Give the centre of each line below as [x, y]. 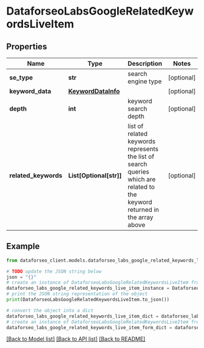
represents [143, 149]
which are [141, 179]
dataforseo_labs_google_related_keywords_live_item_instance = [88, 288]
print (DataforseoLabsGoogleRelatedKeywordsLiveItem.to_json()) [88, 300]
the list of [141, 156]
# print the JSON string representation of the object [77, 294]
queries [138, 172]
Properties [27, 46]
